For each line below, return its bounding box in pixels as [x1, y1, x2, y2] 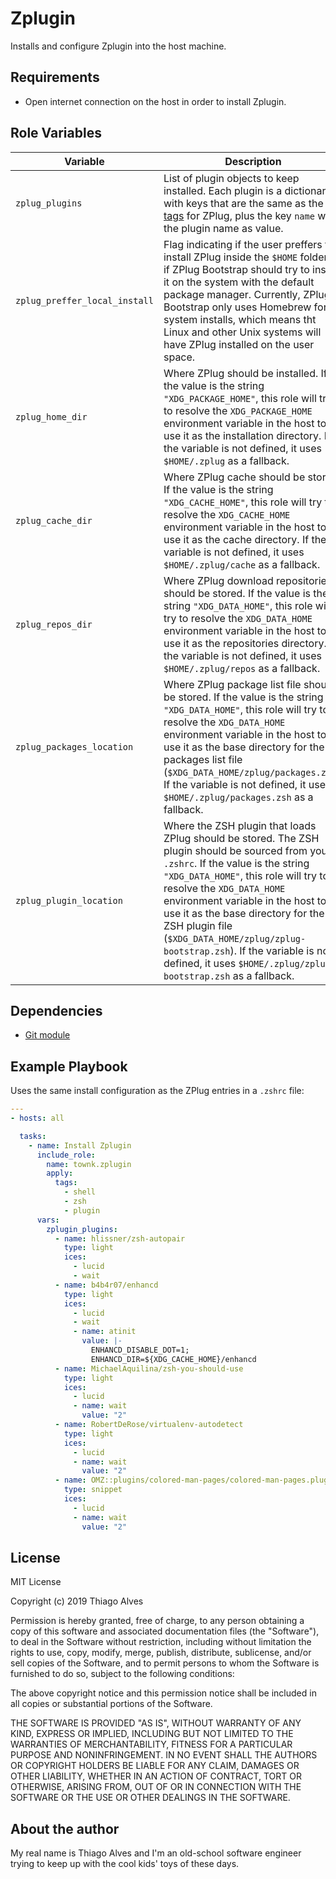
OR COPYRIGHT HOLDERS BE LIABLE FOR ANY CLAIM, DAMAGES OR [10, 1760, 300, 1772]
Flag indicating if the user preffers [163, 237, 323, 251]
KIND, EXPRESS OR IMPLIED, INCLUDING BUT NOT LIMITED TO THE [10, 1728, 294, 1740]
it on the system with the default [163, 275, 315, 289]
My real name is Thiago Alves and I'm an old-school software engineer [10, 1847, 302, 1859]
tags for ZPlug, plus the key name [163, 208, 315, 222]
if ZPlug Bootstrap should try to [163, 262, 310, 276]
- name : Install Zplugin [28, 1140, 132, 1151]
